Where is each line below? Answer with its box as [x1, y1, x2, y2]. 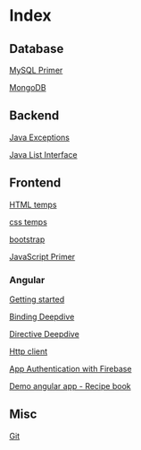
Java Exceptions [9, 132, 70, 143]
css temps [9, 216, 47, 227]
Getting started [9, 293, 65, 305]
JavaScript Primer [9, 251, 76, 262]
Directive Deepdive [9, 328, 80, 339]
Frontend [9, 176, 62, 191]
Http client [9, 346, 48, 357]
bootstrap [9, 234, 46, 245]
